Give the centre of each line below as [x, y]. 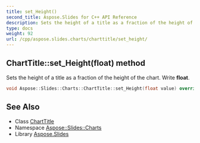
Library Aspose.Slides [42, 134]
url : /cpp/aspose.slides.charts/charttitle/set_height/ [77, 39]
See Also [23, 107]
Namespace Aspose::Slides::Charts [58, 128]
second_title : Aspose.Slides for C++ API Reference [71, 17]
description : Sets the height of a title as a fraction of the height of [100, 23]
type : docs [20, 28]
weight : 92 [20, 34]
